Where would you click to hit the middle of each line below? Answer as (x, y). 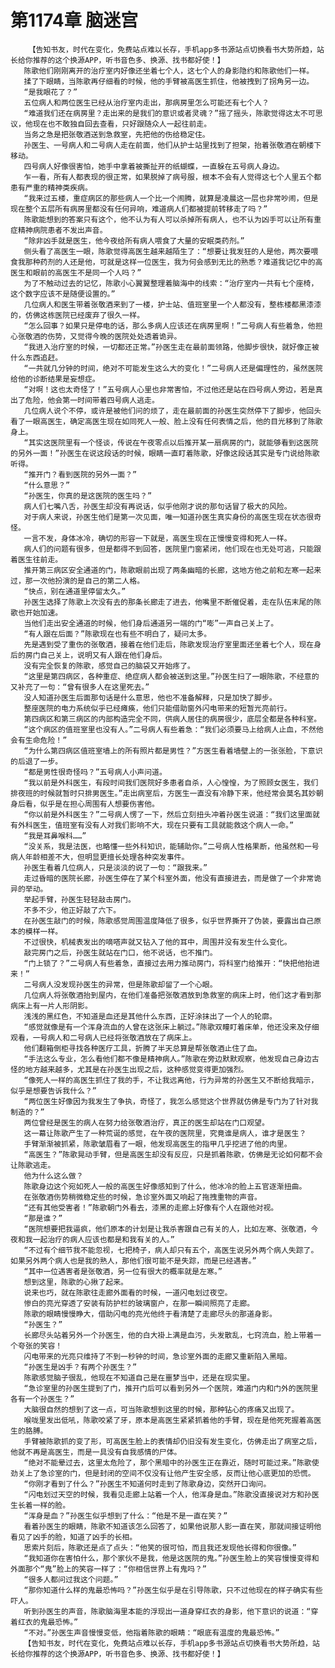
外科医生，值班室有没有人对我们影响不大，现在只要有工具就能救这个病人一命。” (156, 825)
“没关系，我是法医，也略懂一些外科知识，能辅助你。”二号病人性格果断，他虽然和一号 (171, 846)
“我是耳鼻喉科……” (55, 836)
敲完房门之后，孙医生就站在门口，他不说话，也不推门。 (120, 952)
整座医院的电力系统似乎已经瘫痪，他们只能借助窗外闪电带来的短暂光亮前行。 (157, 708)
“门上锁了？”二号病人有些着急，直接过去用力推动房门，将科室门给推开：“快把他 (164, 963)
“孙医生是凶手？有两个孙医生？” (80, 1367)
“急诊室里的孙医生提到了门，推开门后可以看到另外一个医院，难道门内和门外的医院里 (171, 1388)
